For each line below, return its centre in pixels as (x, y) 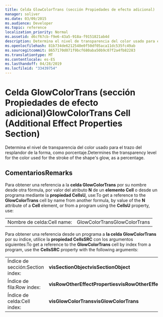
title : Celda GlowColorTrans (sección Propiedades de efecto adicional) (80, 9)
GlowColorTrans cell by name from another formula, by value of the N (75, 200)
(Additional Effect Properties (64, 123)
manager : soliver (23, 14)
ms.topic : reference (26, 28)
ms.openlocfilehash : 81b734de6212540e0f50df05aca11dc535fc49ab (70, 46)
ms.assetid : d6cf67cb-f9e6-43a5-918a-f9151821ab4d (57, 37)
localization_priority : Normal (37, 32)
